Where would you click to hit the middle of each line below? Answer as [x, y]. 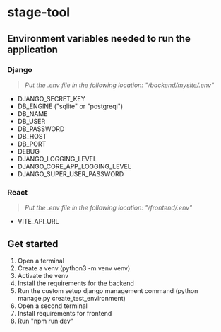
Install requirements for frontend [65, 313]
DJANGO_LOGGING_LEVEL [57, 159]
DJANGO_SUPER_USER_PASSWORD [71, 173]
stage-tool [39, 12]
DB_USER [31, 121]
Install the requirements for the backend [76, 283]
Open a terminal [41, 261]
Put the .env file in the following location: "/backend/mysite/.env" [119, 85]
